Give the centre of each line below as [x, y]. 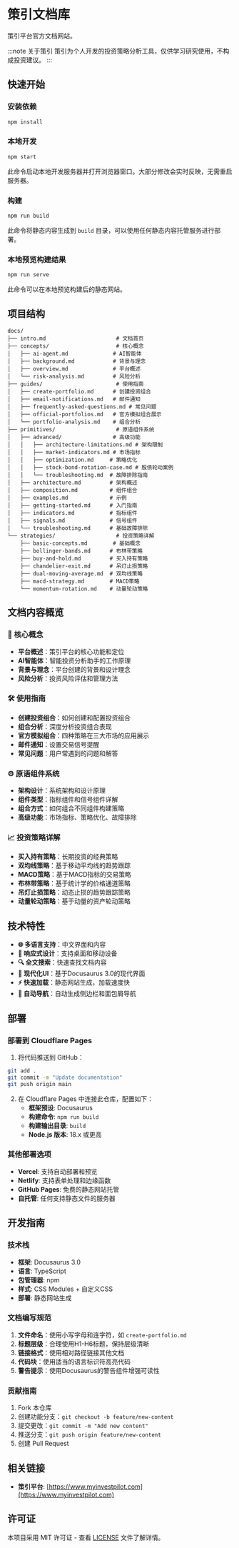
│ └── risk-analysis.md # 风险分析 [74, 376]
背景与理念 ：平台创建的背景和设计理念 [74, 669]
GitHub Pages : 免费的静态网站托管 [68, 1189]
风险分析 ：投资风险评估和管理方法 [68, 678]
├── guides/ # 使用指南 [76, 384]
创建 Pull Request [43, 1444]
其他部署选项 [30, 1155]
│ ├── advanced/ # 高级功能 [74, 437]
